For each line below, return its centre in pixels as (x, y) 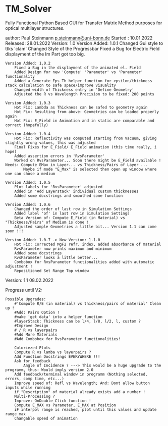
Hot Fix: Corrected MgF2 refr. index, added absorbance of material (88, 244)
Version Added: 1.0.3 (28, 103)
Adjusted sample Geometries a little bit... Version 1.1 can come (86, 227)
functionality (20, 76)
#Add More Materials (36, 334)
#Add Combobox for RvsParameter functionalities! (68, 339)
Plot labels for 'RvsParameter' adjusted (58, 187)
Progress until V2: (24, 290)
